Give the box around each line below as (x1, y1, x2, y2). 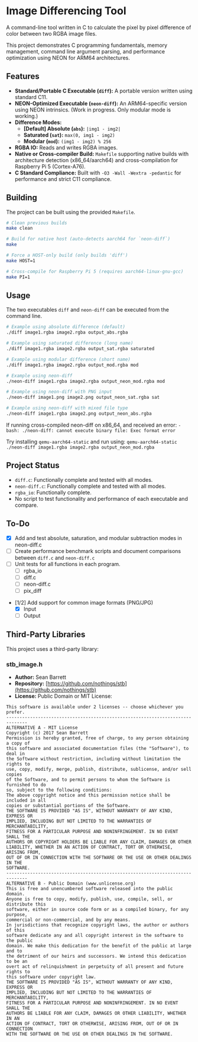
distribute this (6, 901, 46, 907)
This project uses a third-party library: (6, 645, 99, 652)
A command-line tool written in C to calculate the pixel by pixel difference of (6, 24, 191, 31)
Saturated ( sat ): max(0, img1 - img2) (23, 131, 115, 138)
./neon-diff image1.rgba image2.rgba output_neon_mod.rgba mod (6, 378, 165, 384)
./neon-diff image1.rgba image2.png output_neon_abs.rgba (6, 411, 152, 417)
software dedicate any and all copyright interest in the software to (6, 933, 184, 939)
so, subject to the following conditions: (6, 787, 112, 793)
